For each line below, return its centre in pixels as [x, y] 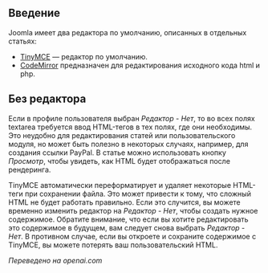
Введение [35, 13]
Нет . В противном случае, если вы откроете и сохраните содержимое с [132, 236]
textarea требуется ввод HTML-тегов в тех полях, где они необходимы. [130, 127]
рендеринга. [30, 169]
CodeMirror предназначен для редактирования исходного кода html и [140, 65]
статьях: [23, 41]
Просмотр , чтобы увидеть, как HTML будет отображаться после [120, 161]
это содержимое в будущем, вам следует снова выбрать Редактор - [127, 227]
